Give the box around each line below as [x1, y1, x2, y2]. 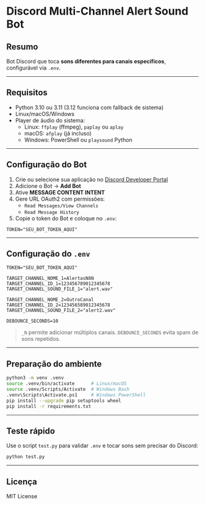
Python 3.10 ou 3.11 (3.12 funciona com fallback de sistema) [15, 104, 164, 111]
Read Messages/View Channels [24, 202, 99, 209]
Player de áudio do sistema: [15, 116, 85, 124]
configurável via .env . [6, 64, 61, 71]
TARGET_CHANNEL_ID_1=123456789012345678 [6, 281, 111, 287]
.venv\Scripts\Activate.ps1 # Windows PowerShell [6, 392, 146, 398]
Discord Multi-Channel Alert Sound [6, 4, 189, 18]
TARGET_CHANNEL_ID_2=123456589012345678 [6, 302, 111, 309]
